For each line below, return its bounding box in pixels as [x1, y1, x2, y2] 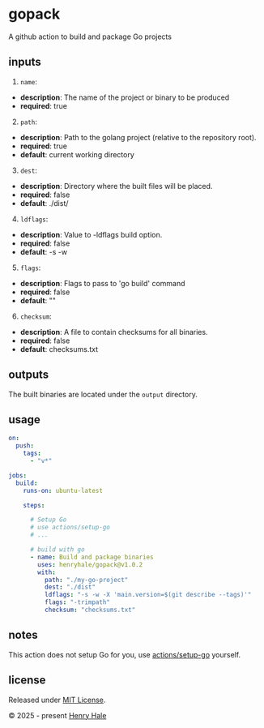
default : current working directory [19, 149, 135, 159]
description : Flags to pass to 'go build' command [19, 278, 185, 288]
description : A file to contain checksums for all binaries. [19, 327, 208, 336]
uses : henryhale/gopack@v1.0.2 [37, 560, 143, 568]
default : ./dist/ [19, 198, 69, 208]
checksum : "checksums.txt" [44, 606, 136, 614]
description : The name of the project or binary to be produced [19, 92, 230, 102]
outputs [8, 368, 49, 382]
